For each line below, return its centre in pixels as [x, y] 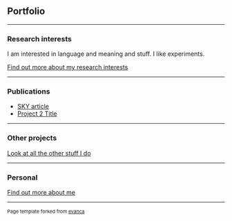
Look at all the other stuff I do [49, 153]
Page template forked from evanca [46, 211]
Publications [29, 92]
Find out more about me [41, 192]
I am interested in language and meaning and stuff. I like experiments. [106, 54]
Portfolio [26, 11]
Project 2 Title [37, 114]
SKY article [33, 107]
